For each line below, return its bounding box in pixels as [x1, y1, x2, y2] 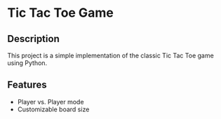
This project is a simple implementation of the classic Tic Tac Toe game [7, 51, 214, 59]
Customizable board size [17, 105, 90, 113]
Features [7, 79, 47, 91]
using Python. [7, 59, 48, 67]
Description [7, 33, 60, 45]
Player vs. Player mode [17, 97, 84, 106]
